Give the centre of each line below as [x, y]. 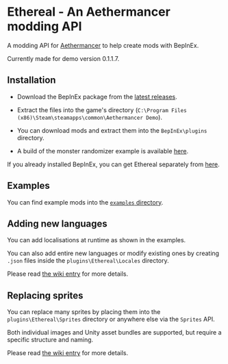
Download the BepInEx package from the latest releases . [97, 96]
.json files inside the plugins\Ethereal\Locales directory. [88, 261]
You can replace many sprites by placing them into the [84, 312]
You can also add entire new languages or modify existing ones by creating [113, 253]
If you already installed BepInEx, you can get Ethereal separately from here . [114, 164]
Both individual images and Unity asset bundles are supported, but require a [114, 333]
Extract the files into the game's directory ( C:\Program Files [102, 109]
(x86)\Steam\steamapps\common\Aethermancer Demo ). [90, 117]
